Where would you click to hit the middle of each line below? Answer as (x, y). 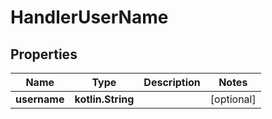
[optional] (233, 99)
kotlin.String (104, 99)
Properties (44, 54)
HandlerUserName (89, 17)
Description (172, 82)
